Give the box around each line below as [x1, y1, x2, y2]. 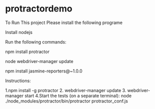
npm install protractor [5, 48, 50, 54]
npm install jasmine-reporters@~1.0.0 [5, 68, 82, 74]
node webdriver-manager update [5, 58, 73, 64]
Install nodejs [5, 29, 32, 35]
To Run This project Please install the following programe [5, 19, 122, 25]
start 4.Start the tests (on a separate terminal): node [24, 92, 131, 98]
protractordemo [5, 3, 72, 14]
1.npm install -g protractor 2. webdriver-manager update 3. [5, 87, 126, 93]
